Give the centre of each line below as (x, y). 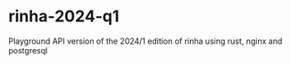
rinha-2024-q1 (64, 16)
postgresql (28, 50)
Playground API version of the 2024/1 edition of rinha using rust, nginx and (145, 41)
